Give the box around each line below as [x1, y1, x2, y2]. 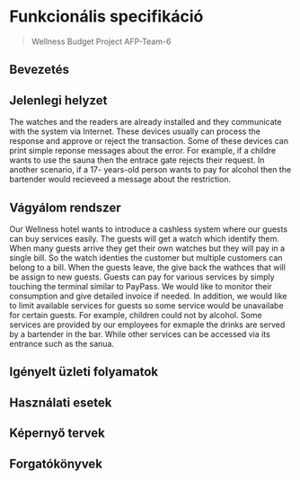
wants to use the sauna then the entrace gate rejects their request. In [9, 155, 265, 165]
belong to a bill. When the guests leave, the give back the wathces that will [9, 262, 286, 272]
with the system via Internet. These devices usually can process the [9, 126, 260, 137]
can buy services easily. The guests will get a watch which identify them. [9, 233, 280, 244]
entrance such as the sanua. [9, 338, 115, 349]
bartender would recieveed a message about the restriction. [9, 173, 232, 185]
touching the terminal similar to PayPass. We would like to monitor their [9, 280, 272, 291]
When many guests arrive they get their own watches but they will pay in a [9, 243, 286, 253]
